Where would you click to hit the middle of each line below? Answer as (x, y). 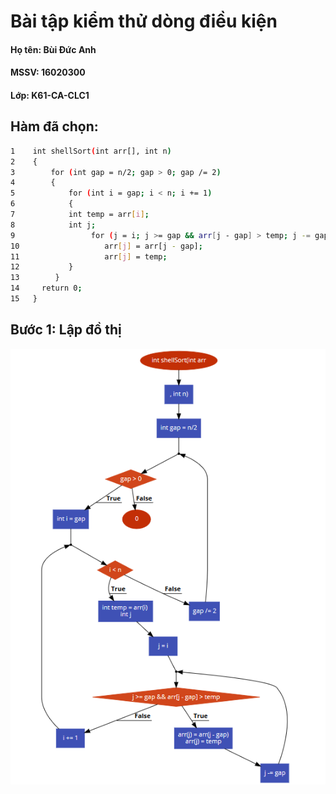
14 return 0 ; (46, 288)
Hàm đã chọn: (54, 126)
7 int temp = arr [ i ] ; (80, 215)
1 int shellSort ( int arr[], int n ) (91, 151)
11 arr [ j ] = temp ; (89, 256)
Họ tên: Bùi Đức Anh (53, 49)
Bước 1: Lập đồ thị (66, 330)
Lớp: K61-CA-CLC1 (50, 95)
